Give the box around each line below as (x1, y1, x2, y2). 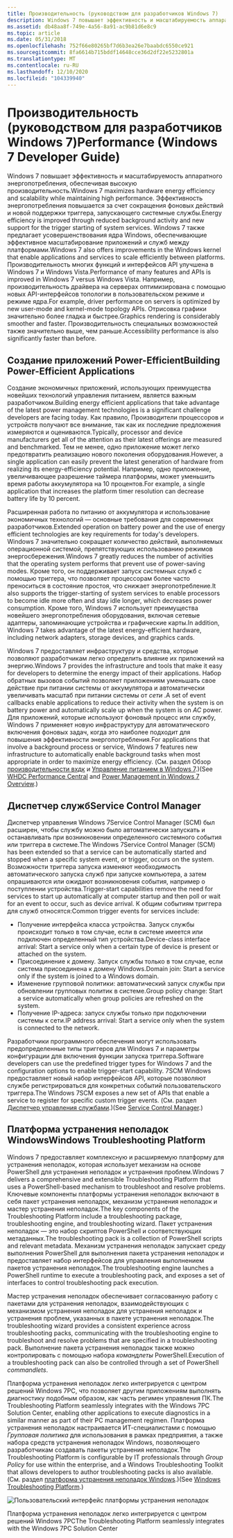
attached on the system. (17, 950, 87, 958)
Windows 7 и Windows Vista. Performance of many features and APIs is (7, 268, 212, 276)
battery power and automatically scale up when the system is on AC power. (7, 706, 223, 714)
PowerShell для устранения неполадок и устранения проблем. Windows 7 (7, 1168, 225, 1176)
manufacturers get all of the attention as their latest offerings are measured (7, 436, 222, 444)
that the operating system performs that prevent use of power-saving (7, 560, 206, 568)
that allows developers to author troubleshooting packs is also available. (7, 1467, 214, 1476)
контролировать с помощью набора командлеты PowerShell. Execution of (7, 1350, 225, 1359)
